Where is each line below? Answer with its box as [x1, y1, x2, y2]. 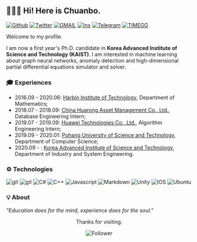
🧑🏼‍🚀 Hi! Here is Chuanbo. [6, 6, 101, 16]
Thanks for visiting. [75, 218, 123, 225]
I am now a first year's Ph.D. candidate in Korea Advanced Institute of [6, 44, 178, 51]
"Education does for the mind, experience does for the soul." [6, 207, 153, 214]
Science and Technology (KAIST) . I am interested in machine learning [6, 51, 178, 58]
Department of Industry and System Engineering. [14, 151, 134, 158]
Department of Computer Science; [14, 138, 99, 145]
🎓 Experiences [6, 78, 52, 86]
